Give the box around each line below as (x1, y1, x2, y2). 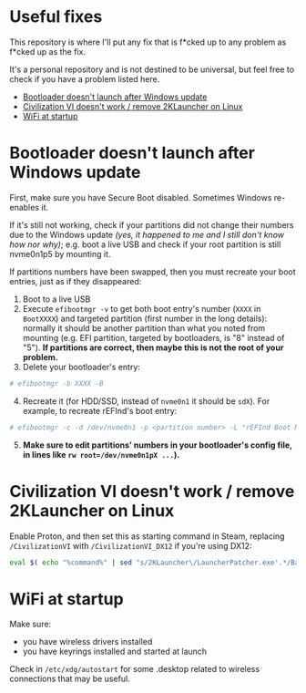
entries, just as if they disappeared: (9, 275, 142, 286)
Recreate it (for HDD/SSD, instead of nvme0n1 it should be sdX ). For (22, 395, 270, 407)
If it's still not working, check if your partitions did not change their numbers (9, 219, 294, 230)
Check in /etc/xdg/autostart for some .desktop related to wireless (9, 664, 260, 675)
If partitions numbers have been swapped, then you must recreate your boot (9, 266, 296, 277)
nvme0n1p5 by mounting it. (9, 248, 111, 259)
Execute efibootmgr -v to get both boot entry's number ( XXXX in (22, 303, 261, 314)
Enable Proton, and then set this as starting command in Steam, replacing (9, 531, 285, 542)
